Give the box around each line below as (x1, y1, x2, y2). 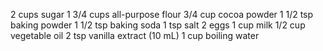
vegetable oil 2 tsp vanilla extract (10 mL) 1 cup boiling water (10, 30, 260, 41)
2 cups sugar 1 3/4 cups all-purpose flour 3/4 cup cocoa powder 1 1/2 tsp (10, 9, 314, 20)
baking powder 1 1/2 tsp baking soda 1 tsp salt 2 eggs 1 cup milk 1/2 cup (10, 19, 306, 31)
